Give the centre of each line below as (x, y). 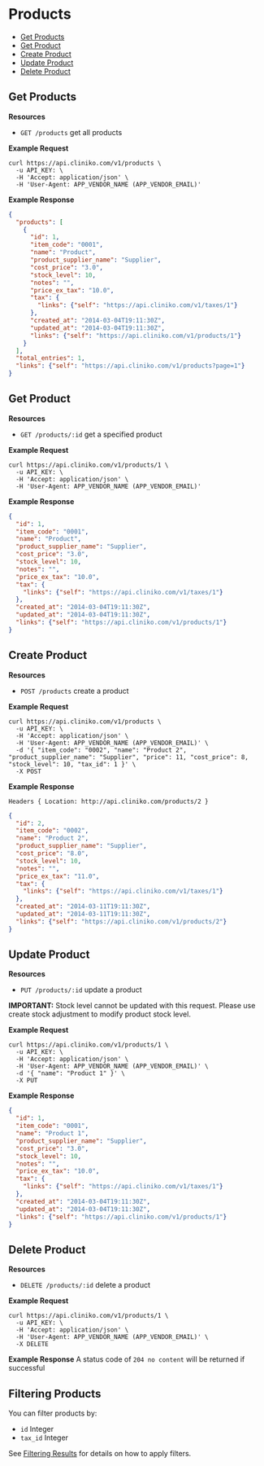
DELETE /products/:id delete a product (85, 1285)
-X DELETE (32, 1345)
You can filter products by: (53, 1413)
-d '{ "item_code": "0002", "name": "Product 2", (101, 750)
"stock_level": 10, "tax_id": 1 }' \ (72, 764)
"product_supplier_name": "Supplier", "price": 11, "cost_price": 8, (129, 757)
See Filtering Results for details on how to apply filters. (100, 1454)
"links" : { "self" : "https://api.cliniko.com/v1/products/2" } (121, 921)
